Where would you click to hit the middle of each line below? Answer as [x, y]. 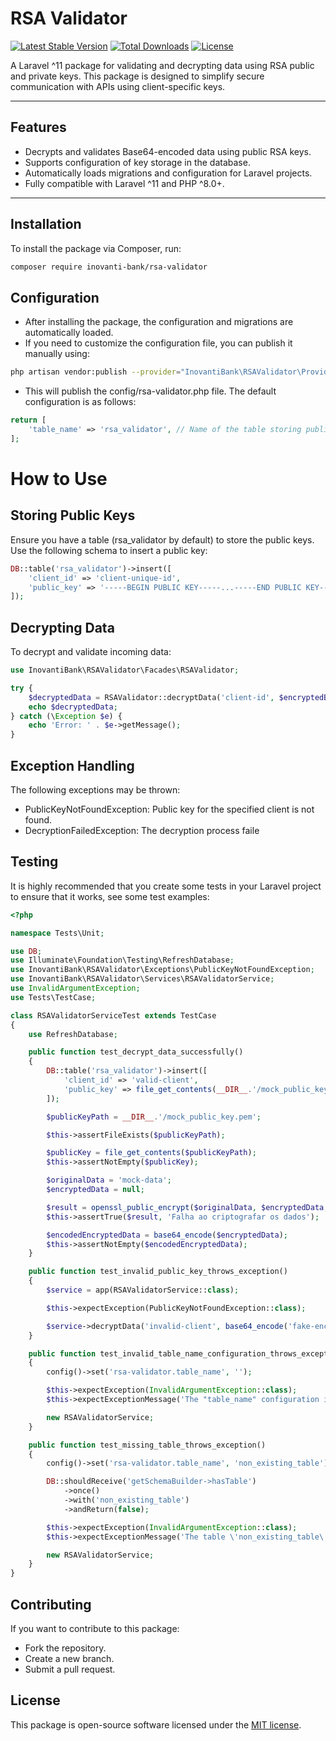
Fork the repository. [65, 1648]
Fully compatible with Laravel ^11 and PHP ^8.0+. [124, 183]
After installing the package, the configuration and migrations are [159, 322]
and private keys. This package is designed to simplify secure [137, 76]
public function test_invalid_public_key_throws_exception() [158, 1272]
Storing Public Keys [73, 515]
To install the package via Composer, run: [96, 248]
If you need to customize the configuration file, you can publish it [158, 343]
